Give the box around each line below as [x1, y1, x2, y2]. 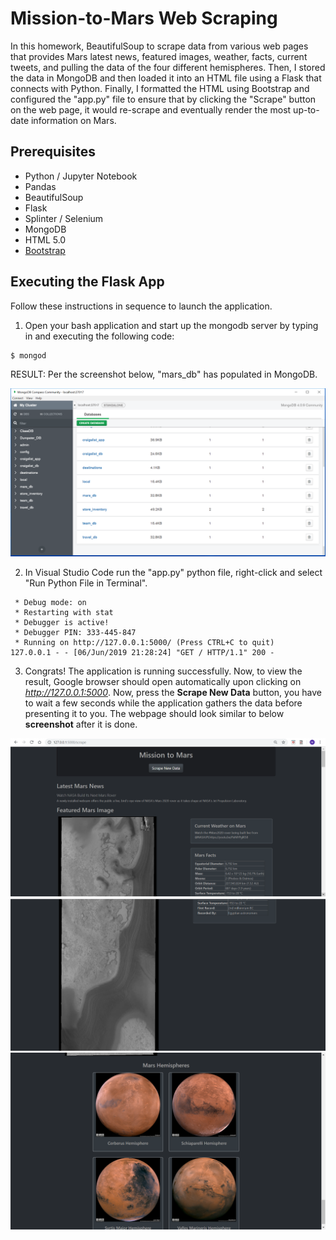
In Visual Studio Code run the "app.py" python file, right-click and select [24, 567, 323, 579]
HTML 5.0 [24, 233, 67, 246]
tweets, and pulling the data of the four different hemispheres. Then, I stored [10, 61, 326, 73]
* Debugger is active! [14, 618, 110, 628]
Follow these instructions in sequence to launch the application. [10, 300, 273, 312]
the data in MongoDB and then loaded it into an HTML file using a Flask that [10, 72, 322, 84]
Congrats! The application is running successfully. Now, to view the [24, 665, 303, 677]
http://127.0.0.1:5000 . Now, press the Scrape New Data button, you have [24, 687, 322, 699]
